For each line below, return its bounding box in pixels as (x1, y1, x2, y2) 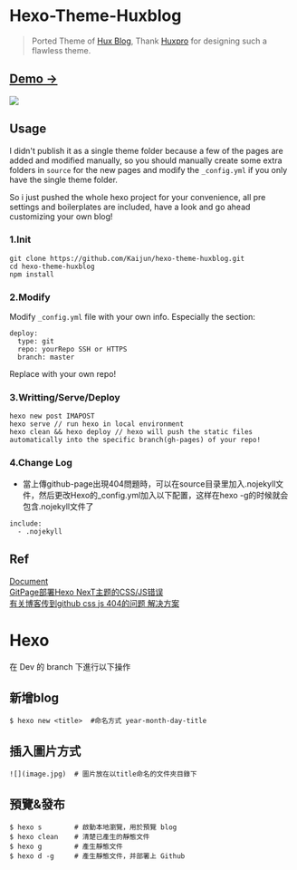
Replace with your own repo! (9, 369, 117, 380)
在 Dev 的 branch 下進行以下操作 (9, 661, 131, 672)
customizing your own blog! (9, 210, 113, 222)
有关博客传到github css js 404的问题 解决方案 (9, 597, 179, 608)
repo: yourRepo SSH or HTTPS (17, 345, 128, 354)
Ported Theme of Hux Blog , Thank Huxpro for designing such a (31, 35, 267, 46)
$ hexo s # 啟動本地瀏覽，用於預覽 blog (9, 822, 177, 832)
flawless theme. (31, 44, 91, 55)
